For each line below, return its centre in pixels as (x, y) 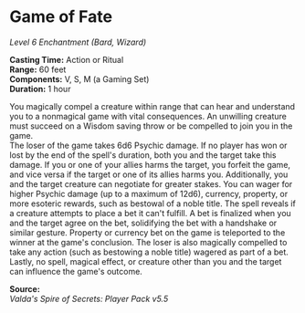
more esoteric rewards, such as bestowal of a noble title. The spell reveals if (153, 203)
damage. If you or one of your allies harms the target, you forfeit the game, (150, 164)
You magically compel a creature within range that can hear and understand (152, 106)
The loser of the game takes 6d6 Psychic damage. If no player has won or (148, 145)
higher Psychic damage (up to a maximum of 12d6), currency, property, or (149, 193)
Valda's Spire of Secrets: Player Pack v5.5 (89, 298)
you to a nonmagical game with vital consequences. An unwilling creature (148, 116)
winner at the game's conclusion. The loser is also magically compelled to (148, 242)
